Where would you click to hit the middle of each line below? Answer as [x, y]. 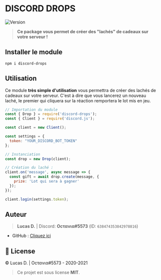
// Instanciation [23, 154]
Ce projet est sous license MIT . [48, 273]
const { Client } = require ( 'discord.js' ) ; [50, 119]
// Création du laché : [29, 168]
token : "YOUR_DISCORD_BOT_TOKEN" [43, 141]
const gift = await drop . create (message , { [54, 177]
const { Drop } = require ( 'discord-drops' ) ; [51, 114]
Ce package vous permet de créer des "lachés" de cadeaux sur [83, 31]
